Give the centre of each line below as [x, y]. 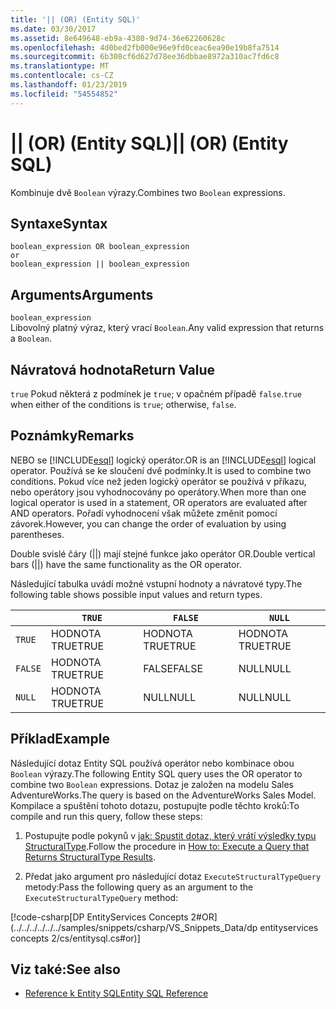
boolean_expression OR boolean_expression [100, 247]
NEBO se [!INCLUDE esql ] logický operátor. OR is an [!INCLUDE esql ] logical [163, 460]
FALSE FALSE [173, 668]
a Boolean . [31, 338]
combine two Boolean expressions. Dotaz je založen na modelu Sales [152, 784]
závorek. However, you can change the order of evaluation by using [148, 523]
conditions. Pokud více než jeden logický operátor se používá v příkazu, [158, 481]
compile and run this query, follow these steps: [106, 816]
